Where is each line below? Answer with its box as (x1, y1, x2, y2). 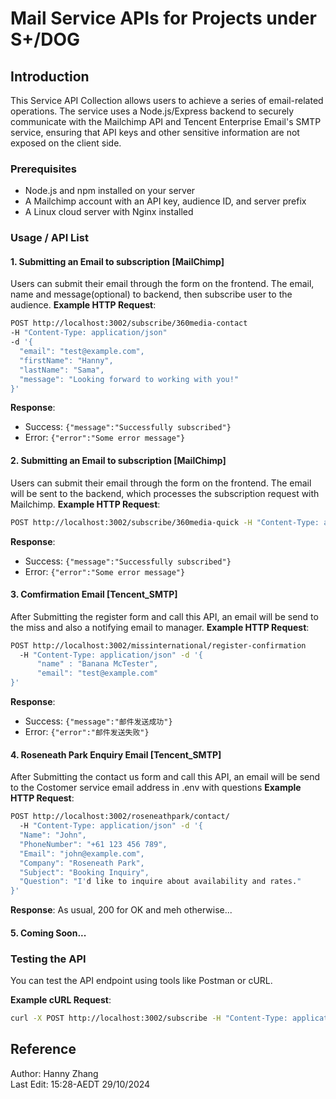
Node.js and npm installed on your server (24, 185, 196, 197)
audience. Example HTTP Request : (10, 299, 157, 311)
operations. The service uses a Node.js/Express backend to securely (10, 105, 295, 117)
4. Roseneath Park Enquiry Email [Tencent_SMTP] (10, 748, 222, 761)
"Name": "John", (19, 830, 87, 841)
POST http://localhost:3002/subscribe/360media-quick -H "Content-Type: (10, 517, 320, 527)
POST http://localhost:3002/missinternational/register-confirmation (10, 640, 307, 651)
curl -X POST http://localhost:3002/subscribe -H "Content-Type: (10, 1013, 288, 1024)
